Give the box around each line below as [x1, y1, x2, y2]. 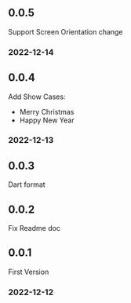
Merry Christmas [19, 107, 75, 116]
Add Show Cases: [8, 92, 66, 101]
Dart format [8, 180, 45, 189]
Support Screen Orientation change [8, 27, 123, 36]
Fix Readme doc [8, 224, 61, 233]
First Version [8, 267, 49, 276]
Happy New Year [19, 115, 75, 125]
